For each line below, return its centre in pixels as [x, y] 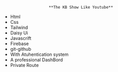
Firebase [19, 44]
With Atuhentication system [39, 54]
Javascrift [21, 38]
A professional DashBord [36, 60]
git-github [21, 49]
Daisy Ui [19, 33]
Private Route [24, 65]
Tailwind [19, 27]
